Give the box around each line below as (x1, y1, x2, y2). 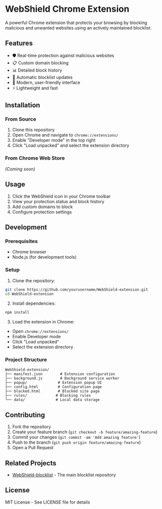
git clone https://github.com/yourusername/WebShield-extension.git (5, 287, 148, 292)
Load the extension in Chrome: (12, 319, 75, 325)
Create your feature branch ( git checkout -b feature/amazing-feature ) (12, 429, 158, 435)
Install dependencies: (12, 300, 56, 306)
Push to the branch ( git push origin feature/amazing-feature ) (12, 439, 141, 445)
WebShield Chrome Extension (5, 3, 130, 15)
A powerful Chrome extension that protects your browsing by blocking (5, 20, 147, 26)
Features (5, 39, 33, 48)
